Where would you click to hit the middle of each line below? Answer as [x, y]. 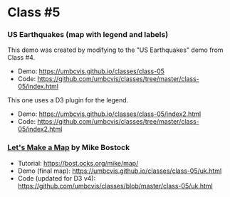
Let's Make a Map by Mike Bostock [69, 148]
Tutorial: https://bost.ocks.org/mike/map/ [78, 163]
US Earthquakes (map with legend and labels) [88, 35]
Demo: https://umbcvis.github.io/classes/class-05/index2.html [109, 114]
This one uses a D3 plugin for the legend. [68, 100]
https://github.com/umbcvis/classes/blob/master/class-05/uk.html [115, 186]
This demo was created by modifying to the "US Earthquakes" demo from [115, 50]
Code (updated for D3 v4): [57, 178]
